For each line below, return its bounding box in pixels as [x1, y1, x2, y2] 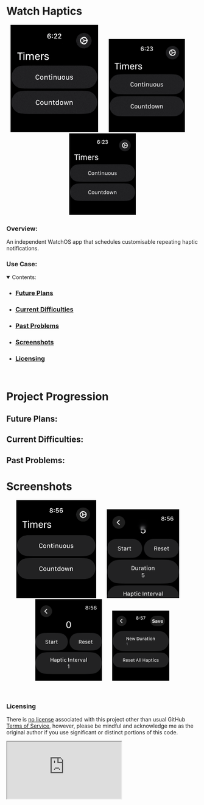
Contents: [12, 274, 37, 281]
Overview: [6, 224, 38, 233]
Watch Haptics [6, 4, 83, 18]
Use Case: [6, 260, 38, 269]
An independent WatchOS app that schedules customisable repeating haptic [6, 238, 198, 246]
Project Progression [6, 389, 109, 403]
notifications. [6, 245, 40, 252]
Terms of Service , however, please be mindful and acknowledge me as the [6, 722, 194, 729]
